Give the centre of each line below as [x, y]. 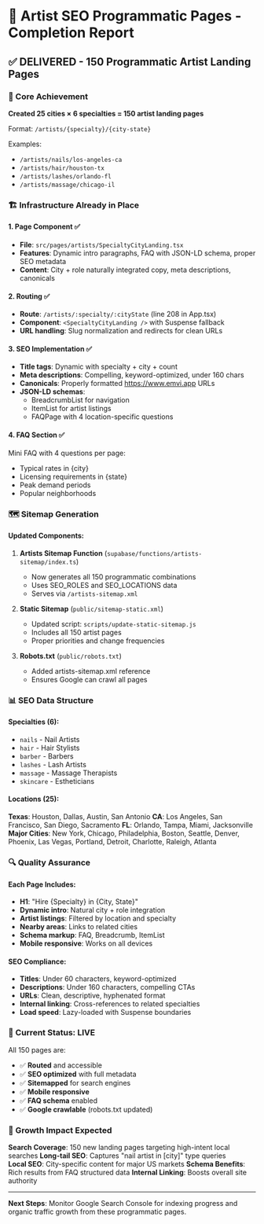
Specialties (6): [34, 722]
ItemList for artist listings [71, 409]
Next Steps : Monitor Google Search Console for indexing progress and [123, 1203]
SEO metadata [43, 261]
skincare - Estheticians [57, 781]
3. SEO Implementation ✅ [50, 348]
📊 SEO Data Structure [51, 700]
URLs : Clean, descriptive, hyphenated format [92, 996]
